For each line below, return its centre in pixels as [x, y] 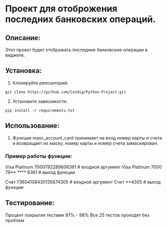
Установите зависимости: [40, 101]
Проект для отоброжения [61, 9]
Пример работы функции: [39, 156]
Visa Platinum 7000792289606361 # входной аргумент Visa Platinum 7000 [83, 167]
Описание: [23, 38]
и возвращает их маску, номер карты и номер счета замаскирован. [85, 143]
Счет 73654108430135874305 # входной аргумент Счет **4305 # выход [83, 182]
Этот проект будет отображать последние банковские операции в [76, 50]
